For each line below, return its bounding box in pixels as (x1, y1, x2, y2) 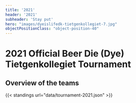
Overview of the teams (5, 79, 79, 87)
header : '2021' (5, 12, 38, 17)
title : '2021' (5, 7, 36, 13)
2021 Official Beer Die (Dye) (5, 48, 125, 60)
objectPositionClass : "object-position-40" (5, 26, 99, 31)
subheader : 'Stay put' (5, 17, 53, 22)
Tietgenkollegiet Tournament (5, 59, 131, 70)
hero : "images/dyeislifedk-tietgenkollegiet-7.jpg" (5, 21, 117, 27)
